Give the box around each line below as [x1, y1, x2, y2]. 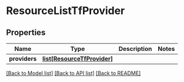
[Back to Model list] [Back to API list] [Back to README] [6, 70, 141, 77]
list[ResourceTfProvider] [42, 54, 113, 63]
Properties [6, 28, 46, 37]
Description [118, 45, 152, 53]
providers [9, 54, 37, 63]
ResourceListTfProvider [6, 4, 125, 18]
